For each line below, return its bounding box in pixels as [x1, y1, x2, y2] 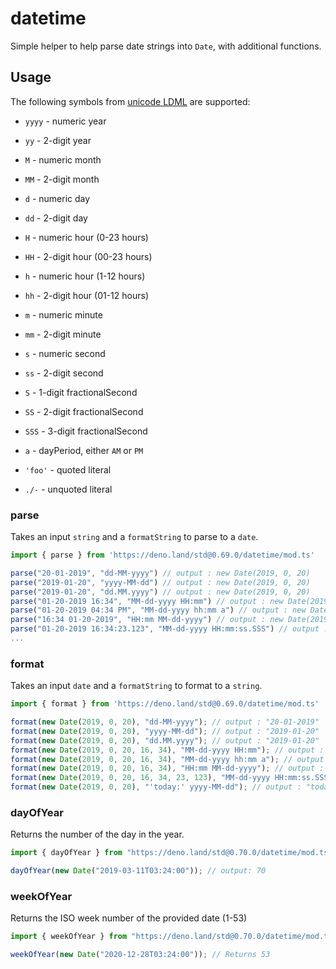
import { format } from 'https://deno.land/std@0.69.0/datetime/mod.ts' [10, 699, 320, 709]
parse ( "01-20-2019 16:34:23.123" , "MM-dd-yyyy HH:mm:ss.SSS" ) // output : [10, 624, 329, 634]
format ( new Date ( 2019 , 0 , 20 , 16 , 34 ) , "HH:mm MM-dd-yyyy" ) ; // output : [10, 763, 325, 774]
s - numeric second [24, 347, 106, 359]
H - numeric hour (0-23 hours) [24, 231, 149, 243]
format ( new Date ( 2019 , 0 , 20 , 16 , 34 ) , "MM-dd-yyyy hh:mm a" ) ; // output [10, 754, 325, 764]
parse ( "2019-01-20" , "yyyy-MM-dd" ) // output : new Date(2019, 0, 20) [10, 577, 311, 587]
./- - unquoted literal [24, 483, 113, 495]
